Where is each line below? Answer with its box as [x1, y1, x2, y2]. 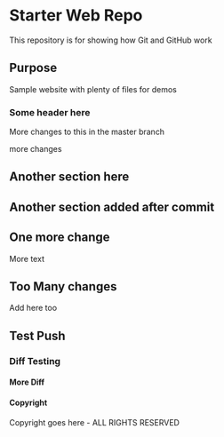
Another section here [9, 170, 130, 185]
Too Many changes [9, 279, 117, 294]
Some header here [9, 106, 91, 118]
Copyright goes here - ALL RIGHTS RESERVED [9, 417, 180, 427]
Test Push [9, 328, 66, 343]
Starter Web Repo [9, 5, 143, 26]
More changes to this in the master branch [9, 126, 165, 138]
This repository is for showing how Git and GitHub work [9, 35, 212, 45]
